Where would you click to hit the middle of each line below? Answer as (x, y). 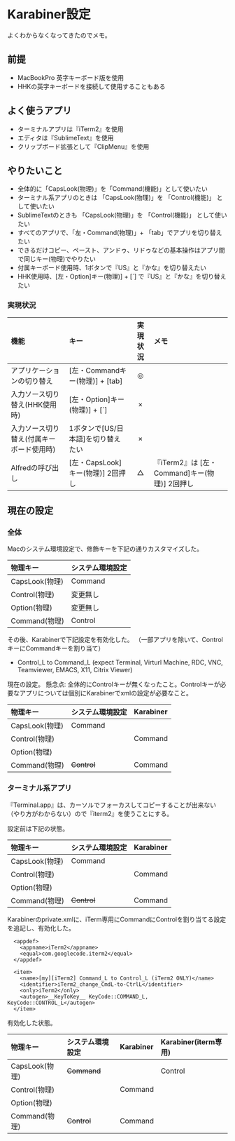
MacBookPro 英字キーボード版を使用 (71, 77)
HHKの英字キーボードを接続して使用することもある (91, 86)
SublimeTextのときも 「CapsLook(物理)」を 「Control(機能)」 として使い (122, 215)
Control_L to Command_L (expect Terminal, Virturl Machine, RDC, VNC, (120, 662)
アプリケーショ (35, 371)
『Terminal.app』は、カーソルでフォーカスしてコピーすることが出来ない (112, 805)
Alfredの (24, 467)
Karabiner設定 (49, 14)
